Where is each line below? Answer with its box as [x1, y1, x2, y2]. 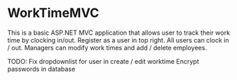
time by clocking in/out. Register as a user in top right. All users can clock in [7, 35, 229, 44]
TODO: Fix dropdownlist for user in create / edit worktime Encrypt [7, 57, 199, 65]
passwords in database [7, 64, 76, 73]
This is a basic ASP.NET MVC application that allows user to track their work [7, 28, 231, 37]
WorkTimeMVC [7, 5, 99, 21]
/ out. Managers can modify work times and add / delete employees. [7, 43, 207, 52]
